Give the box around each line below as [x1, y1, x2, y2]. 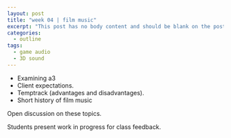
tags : [7, 42, 23, 49]
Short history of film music [16, 96, 93, 104]
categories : [7, 29, 41, 37]
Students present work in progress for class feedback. [7, 122, 162, 131]
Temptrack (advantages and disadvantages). [16, 88, 144, 97]
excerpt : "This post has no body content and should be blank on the [7, 23, 211, 30]
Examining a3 [16, 74, 56, 82]
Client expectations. [16, 81, 74, 90]
